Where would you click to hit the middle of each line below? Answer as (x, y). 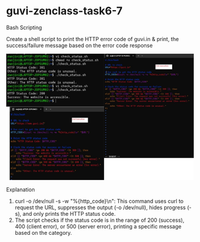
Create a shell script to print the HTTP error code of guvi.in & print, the (93, 39)
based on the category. (43, 232)
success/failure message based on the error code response (79, 45)
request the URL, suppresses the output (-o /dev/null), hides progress (100, 207)
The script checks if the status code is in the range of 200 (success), (99, 220)
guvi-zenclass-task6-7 (65, 11)
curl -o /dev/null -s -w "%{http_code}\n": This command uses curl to (99, 201)
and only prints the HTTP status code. (69, 213)
